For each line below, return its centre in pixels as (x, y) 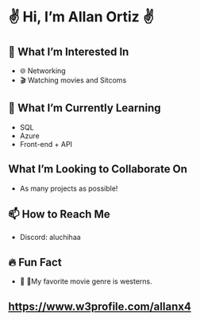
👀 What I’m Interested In (69, 51)
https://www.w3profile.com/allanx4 (100, 306)
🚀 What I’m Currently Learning (85, 108)
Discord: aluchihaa (50, 238)
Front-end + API (46, 144)
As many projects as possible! (69, 188)
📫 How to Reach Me (59, 214)
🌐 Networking (42, 71)
